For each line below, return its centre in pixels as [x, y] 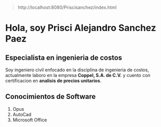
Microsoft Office [30, 120]
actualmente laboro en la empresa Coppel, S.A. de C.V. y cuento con [78, 75]
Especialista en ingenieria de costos [64, 57]
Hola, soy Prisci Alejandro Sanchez [81, 28]
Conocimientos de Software [50, 97]
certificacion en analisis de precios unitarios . [53, 81]
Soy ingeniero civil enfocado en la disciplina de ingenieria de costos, [77, 70]
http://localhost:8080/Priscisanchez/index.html [67, 7]
